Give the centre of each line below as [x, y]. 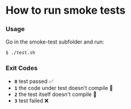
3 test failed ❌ [31, 100]
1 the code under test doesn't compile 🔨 [63, 88]
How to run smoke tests [66, 10]
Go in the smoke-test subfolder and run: [55, 42]
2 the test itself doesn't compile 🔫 [55, 94]
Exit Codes [22, 68]
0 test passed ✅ [34, 81]
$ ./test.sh [20, 53]
